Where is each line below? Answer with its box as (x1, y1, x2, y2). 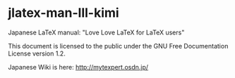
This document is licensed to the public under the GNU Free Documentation (8, 41, 229, 50)
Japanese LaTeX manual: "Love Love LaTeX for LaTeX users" (8, 28, 185, 37)
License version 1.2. (8, 49, 66, 58)
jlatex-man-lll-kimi (8, 5, 119, 21)
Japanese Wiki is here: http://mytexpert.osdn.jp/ (8, 63, 149, 71)
